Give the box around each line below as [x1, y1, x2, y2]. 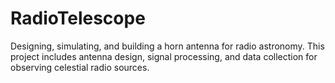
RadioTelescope [10, 7, 146, 30]
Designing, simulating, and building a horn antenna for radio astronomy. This [10, 40, 325, 52]
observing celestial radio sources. [10, 61, 150, 73]
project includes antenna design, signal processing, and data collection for [10, 50, 318, 62]
